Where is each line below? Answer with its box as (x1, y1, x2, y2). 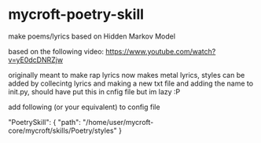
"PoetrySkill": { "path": (8, 117, 81, 126)
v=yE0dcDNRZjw (8, 55, 64, 64)
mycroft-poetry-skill (8, 5, 144, 24)
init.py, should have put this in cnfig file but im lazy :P (8, 86, 181, 96)
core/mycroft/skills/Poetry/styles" (8, 126, 117, 135)
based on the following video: (8, 46, 105, 56)
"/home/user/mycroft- (82, 117, 154, 126)
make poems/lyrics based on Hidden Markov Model (8, 31, 175, 41)
